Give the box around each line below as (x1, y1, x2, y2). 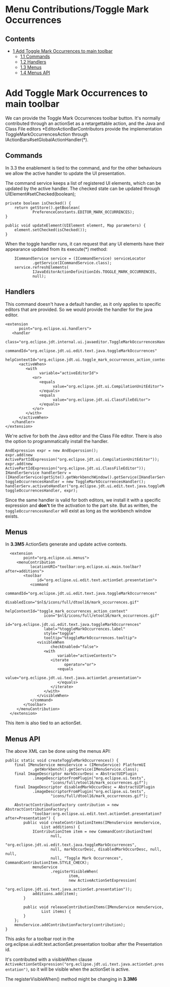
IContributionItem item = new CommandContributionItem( (32, 829, 153, 834)
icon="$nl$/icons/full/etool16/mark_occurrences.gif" (44, 613, 159, 618)
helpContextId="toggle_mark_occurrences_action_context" (5, 609, 128, 614)
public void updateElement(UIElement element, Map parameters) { (5, 222, 146, 228)
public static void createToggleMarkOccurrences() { (5, 758, 119, 763)
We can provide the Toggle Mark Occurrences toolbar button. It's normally (5, 115, 161, 121)
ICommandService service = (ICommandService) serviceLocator (14, 256, 146, 261)
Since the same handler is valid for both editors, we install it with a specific (5, 497, 161, 503)
